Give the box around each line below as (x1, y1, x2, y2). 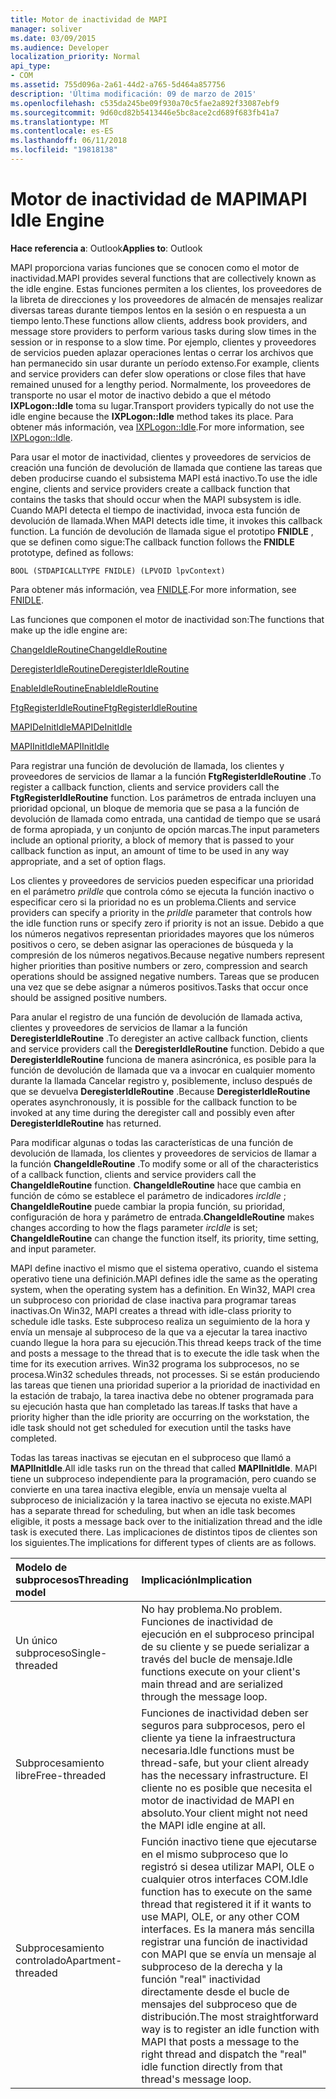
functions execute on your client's (141, 1664, 301, 1678)
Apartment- (65, 1953, 123, 1967)
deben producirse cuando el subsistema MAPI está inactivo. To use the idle (10, 472, 318, 484)
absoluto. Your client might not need (141, 1806, 308, 1820)
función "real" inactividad (141, 1972, 261, 1986)
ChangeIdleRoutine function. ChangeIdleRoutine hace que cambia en (10, 1179, 302, 1191)
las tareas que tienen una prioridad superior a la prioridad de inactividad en (10, 1379, 321, 1391)
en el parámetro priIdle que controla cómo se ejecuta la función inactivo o (10, 885, 315, 897)
